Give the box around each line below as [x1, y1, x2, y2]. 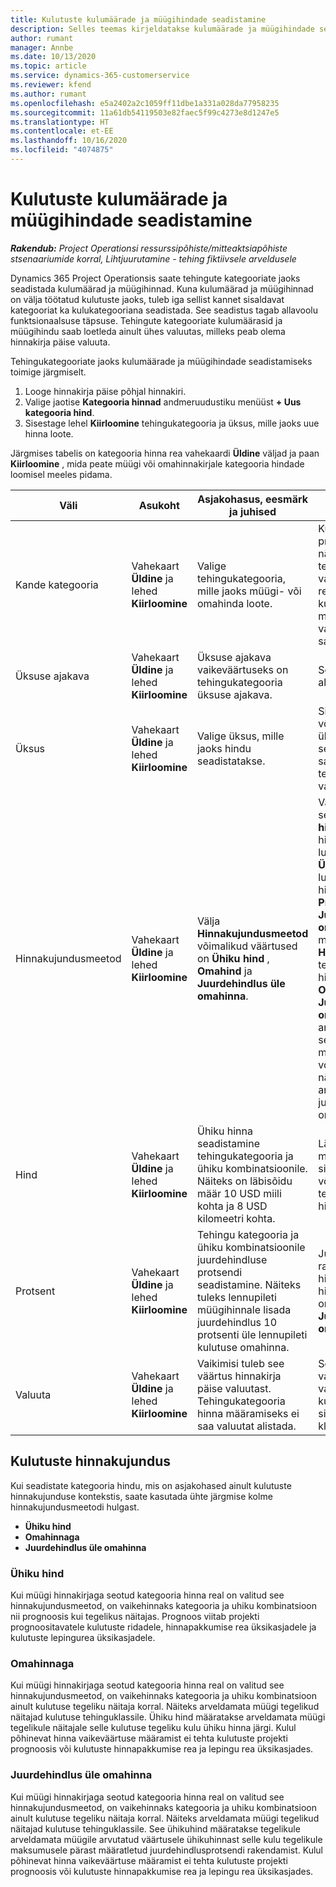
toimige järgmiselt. [10, 366, 87, 378]
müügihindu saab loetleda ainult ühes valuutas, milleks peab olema [10, 325, 286, 337]
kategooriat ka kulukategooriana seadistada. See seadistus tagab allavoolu [10, 304, 319, 316]
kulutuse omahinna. [196, 1340, 290, 1354]
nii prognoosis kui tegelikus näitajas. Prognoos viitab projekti [10, 1610, 260, 1622]
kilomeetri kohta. [196, 1211, 276, 1225]
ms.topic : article [10, 61, 87, 71]
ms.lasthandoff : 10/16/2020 [10, 136, 128, 146]
